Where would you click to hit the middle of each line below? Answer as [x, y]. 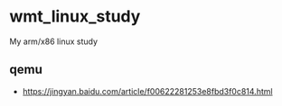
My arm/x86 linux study [53, 41]
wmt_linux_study [75, 17]
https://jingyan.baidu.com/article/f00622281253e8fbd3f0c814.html [147, 91]
